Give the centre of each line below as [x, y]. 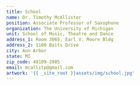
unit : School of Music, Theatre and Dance [60, 34]
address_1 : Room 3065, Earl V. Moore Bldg [60, 40]
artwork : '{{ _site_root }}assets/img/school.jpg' [71, 73]
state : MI [19, 56]
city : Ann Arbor [26, 51]
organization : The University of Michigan [60, 28]
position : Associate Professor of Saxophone [63, 23]
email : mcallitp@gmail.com [40, 67]
